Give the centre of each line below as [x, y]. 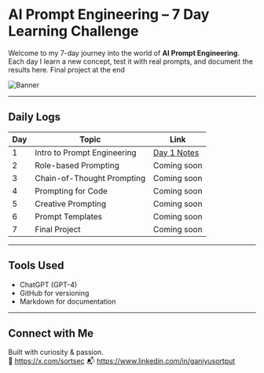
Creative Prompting [71, 204]
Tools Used [36, 266]
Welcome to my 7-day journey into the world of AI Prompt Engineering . [124, 53]
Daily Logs [35, 117]
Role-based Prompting [77, 165]
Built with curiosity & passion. [56, 353]
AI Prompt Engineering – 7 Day [109, 15]
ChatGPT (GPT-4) [48, 284]
